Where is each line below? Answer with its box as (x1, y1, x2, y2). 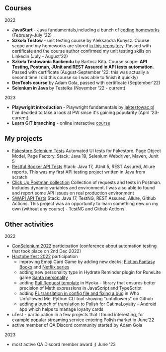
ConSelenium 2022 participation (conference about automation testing (11, 243, 157, 249)
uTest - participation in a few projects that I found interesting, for (11, 312, 145, 318)
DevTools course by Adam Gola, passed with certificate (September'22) (11, 80, 161, 86)
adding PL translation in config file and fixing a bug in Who (19, 290, 140, 296)
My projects (4, 134, 43, 143)
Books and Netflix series (19, 264, 70, 270)
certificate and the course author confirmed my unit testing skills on (11, 48, 151, 54)
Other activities (4, 220, 54, 229)
